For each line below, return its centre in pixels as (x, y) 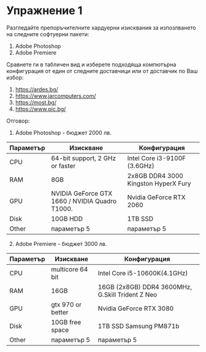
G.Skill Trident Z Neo (128, 294)
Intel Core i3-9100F (157, 158)
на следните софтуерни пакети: (48, 34)
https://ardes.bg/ (36, 89)
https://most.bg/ (36, 102)
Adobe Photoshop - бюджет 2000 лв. (63, 132)
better (60, 312)
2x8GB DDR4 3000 (155, 175)
